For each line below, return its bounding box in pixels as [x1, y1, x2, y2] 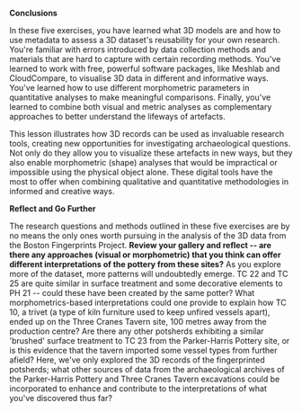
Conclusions [9, 8, 58, 18]
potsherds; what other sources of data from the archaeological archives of [9, 364, 285, 374]
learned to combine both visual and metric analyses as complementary [9, 102, 272, 112]
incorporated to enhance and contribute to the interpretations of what [9, 383, 267, 394]
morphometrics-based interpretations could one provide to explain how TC [9, 297, 288, 308]
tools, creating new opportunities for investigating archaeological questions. [9, 139, 291, 148]
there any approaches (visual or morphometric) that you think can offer [9, 249, 281, 260]
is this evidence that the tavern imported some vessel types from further [9, 345, 278, 355]
